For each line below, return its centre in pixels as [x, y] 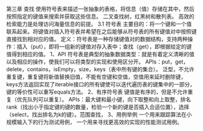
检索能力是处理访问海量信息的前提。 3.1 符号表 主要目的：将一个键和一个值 [99, 24]
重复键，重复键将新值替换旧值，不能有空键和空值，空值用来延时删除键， [96, 77]
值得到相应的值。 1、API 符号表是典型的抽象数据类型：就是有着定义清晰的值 [100, 54]
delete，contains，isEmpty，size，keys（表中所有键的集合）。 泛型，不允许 [100, 69]
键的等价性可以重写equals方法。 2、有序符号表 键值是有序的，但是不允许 [97, 92]
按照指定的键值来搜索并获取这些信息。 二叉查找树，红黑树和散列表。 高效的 [100, 16]
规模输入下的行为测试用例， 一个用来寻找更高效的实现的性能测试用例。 [94, 122]
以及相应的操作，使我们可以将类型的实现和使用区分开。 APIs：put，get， [98, 62]
